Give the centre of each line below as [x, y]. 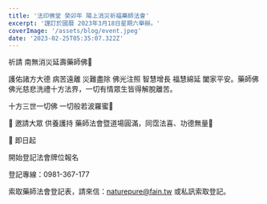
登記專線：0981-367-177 [49, 174]
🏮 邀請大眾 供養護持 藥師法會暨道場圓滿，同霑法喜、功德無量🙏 [111, 123]
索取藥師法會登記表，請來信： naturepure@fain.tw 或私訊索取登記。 [119, 192]
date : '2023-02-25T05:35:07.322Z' [66, 38]
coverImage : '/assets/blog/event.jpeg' [75, 31]
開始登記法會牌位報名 [43, 157]
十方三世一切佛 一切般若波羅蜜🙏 [61, 106]
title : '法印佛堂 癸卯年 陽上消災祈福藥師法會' [79, 16]
